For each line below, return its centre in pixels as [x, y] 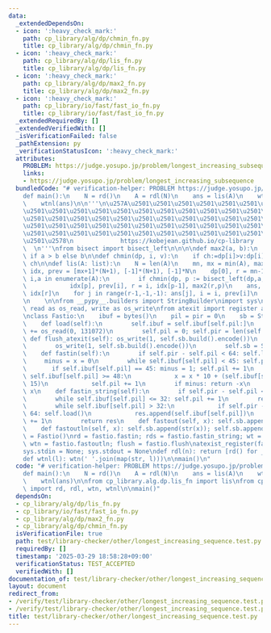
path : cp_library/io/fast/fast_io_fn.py [92, 106]
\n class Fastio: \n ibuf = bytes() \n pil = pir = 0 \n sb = [138, 316]
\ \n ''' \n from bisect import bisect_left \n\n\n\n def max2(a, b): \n [140, 249]
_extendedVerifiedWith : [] [61, 128]
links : [34, 174]
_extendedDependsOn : [50, 23]
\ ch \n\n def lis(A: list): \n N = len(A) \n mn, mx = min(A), [137, 263]
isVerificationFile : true [59, 534]
